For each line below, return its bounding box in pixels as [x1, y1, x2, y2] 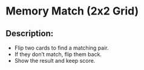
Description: [5, 28, 54, 39]
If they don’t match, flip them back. [14, 51, 102, 58]
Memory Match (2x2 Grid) [5, 4, 139, 18]
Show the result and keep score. [14, 57, 96, 64]
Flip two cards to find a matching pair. [14, 44, 109, 51]
